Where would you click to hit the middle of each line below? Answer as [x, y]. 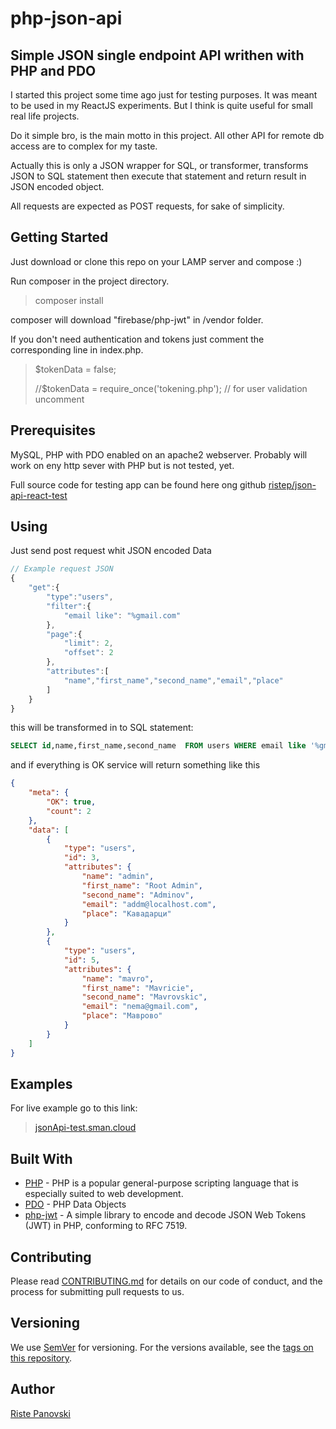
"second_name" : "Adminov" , [138, 895]
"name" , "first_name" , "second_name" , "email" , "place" [173, 680]
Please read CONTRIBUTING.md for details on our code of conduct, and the [166, 1281]
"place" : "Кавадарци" [126, 913]
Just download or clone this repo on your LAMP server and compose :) [156, 261]
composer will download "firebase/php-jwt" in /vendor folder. [137, 319]
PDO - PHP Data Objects [75, 1204]
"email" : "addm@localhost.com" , [149, 904]
